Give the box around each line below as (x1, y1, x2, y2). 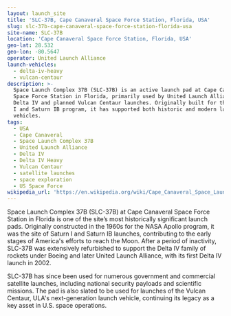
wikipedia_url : (7, 189, 51, 196)
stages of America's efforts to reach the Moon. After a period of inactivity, (7, 237, 217, 245)
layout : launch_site (7, 10, 67, 17)
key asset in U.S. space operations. (7, 302, 107, 310)
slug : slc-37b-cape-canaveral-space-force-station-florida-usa (7, 23, 192, 30)
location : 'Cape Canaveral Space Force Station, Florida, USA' (7, 36, 192, 43)
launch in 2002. (7, 259, 52, 267)
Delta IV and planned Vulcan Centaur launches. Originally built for (13, 100, 217, 106)
